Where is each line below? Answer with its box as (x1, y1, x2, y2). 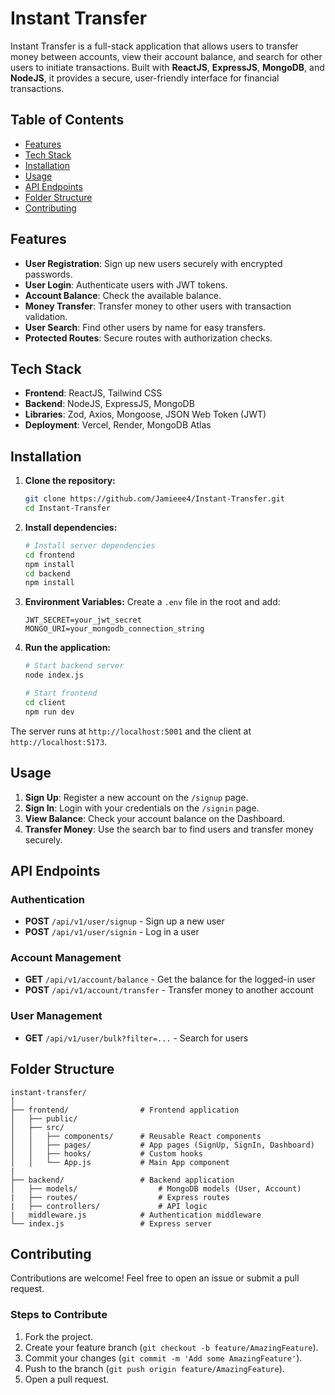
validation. (24, 310, 68, 322)
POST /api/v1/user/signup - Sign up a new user (24, 915, 225, 927)
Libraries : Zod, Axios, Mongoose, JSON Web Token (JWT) (24, 408, 267, 421)
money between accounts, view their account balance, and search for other (10, 50, 323, 62)
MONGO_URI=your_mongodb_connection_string (24, 624, 205, 634)
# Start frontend (24, 688, 98, 699)
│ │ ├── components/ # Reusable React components (10, 1131, 262, 1141)
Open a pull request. (24, 1373, 110, 1385)
